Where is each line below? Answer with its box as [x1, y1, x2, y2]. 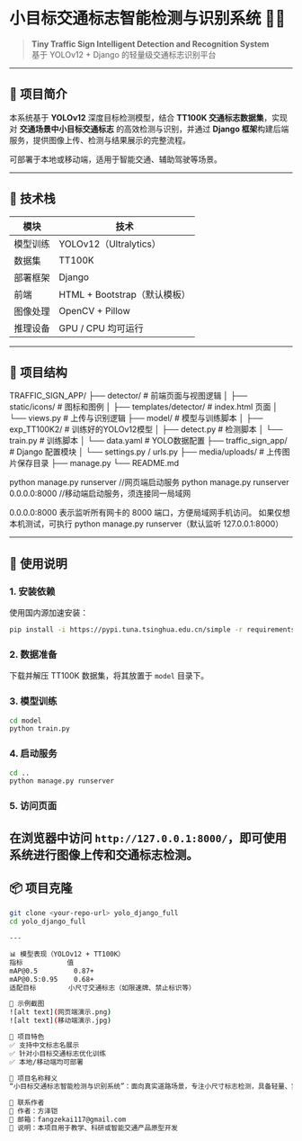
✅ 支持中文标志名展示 [9, 1040, 80, 1049]
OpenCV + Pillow [58, 304, 130, 317]
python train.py [9, 724, 70, 733]
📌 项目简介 [9, 86, 67, 102]
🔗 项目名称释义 [9, 1074, 58, 1083]
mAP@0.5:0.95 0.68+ [9, 975, 94, 984]
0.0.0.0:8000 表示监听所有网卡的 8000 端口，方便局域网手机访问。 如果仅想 [9, 508, 290, 518]
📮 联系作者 [9, 1099, 45, 1108]
